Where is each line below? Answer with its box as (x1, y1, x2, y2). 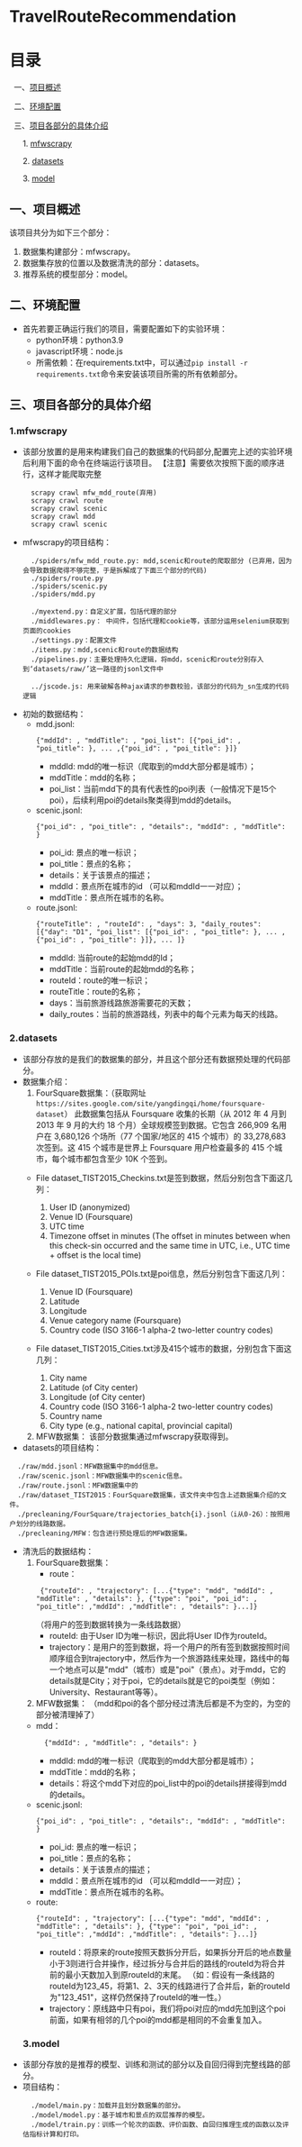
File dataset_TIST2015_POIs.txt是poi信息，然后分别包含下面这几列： (35, 1268, 288, 1278)
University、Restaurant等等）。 (49, 1687, 164, 1697)
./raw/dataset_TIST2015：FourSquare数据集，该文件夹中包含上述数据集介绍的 (17, 1490, 280, 1499)
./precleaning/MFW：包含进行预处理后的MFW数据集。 (17, 1529, 191, 1538)
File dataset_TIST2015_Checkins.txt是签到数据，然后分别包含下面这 (35, 1172, 285, 1183)
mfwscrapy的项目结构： (22, 537, 112, 548)
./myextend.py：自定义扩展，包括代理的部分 (31, 607, 177, 616)
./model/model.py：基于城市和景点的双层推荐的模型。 (31, 2111, 209, 2120)
